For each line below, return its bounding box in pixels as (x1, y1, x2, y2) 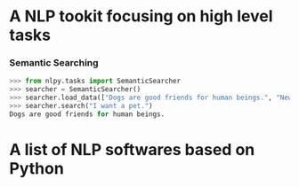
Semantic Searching (9, 57, 100, 69)
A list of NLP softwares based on (9, 140, 255, 160)
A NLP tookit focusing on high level (9, 6, 273, 27)
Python (9, 159, 64, 179)
